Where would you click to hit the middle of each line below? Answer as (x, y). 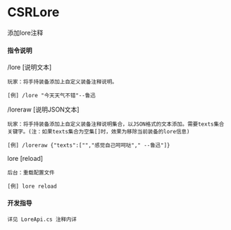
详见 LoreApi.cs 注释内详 (42, 219)
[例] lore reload (32, 187)
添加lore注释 (25, 32)
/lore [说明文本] (30, 67)
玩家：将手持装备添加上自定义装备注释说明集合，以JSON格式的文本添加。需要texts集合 (116, 124)
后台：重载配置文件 (31, 173)
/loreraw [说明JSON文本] (43, 109)
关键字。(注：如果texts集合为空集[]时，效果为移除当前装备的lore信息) (99, 132)
